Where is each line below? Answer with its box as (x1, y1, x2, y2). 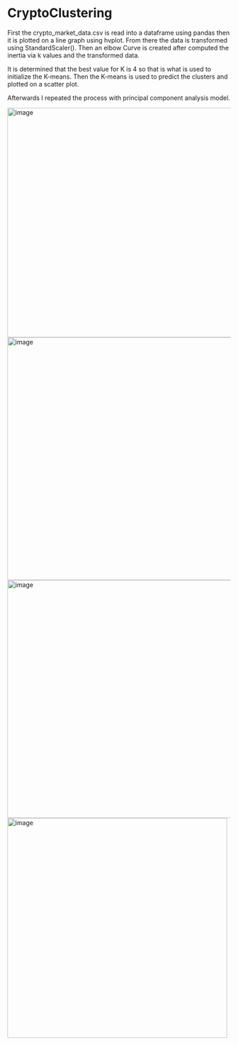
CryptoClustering (7, 5, 113, 21)
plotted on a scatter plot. (7, 79, 79, 88)
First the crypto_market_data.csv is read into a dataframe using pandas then (7, 28, 230, 37)
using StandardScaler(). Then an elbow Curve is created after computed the (7, 43, 229, 52)
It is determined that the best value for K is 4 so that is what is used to (7, 65, 211, 73)
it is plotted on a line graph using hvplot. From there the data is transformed (7, 35, 228, 44)
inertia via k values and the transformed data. (7, 51, 140, 60)
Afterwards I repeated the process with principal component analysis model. (7, 94, 230, 102)
